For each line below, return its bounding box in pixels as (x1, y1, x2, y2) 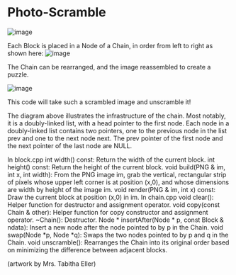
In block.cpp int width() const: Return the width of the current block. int (7, 155, 215, 164)
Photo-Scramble (7, 4, 106, 21)
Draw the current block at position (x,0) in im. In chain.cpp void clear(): (7, 193, 214, 201)
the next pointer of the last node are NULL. (7, 141, 133, 150)
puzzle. (7, 70, 29, 79)
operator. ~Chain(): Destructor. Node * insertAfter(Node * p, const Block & (7, 215, 225, 224)
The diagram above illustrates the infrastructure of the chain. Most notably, (7, 111, 227, 120)
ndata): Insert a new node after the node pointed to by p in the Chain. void (7, 223, 223, 231)
